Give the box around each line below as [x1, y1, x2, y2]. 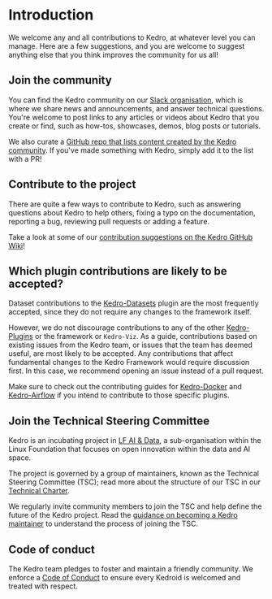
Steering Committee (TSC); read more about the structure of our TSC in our [8, 477, 261, 487]
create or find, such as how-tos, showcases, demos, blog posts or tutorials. [8, 120, 261, 131]
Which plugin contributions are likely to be [8, 264, 227, 278]
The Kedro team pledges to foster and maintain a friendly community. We [8, 564, 253, 574]
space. [8, 453, 32, 462]
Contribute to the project [8, 177, 136, 192]
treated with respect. [8, 581, 79, 591]
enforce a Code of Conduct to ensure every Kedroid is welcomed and [8, 573, 241, 582]
